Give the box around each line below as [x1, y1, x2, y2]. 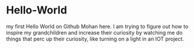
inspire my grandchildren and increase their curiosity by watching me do [6, 29, 183, 36]
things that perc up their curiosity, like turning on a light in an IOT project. [6, 35, 185, 42]
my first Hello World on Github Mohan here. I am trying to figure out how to [6, 23, 189, 30]
